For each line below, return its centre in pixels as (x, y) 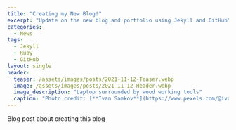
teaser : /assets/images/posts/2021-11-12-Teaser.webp (94, 79)
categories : (25, 27)
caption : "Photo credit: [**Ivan (63, 99)
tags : (15, 40)
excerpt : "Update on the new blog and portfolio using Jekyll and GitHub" (119, 20)
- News (23, 33)
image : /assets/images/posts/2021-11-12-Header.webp (92, 86)
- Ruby (23, 53)
